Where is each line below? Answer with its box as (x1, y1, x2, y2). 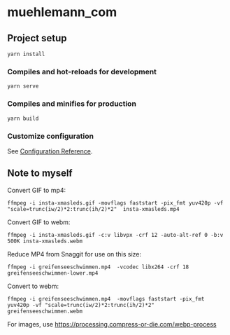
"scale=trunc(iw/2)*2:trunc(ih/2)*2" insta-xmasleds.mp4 (7, 205, 180, 212)
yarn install (7, 50, 45, 57)
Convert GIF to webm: (7, 218, 71, 226)
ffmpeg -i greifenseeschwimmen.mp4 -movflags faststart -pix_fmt (7, 295, 205, 302)
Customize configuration (7, 131, 94, 141)
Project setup (7, 32, 68, 44)
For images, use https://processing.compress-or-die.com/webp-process (7, 320, 217, 328)
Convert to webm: (7, 282, 59, 290)
